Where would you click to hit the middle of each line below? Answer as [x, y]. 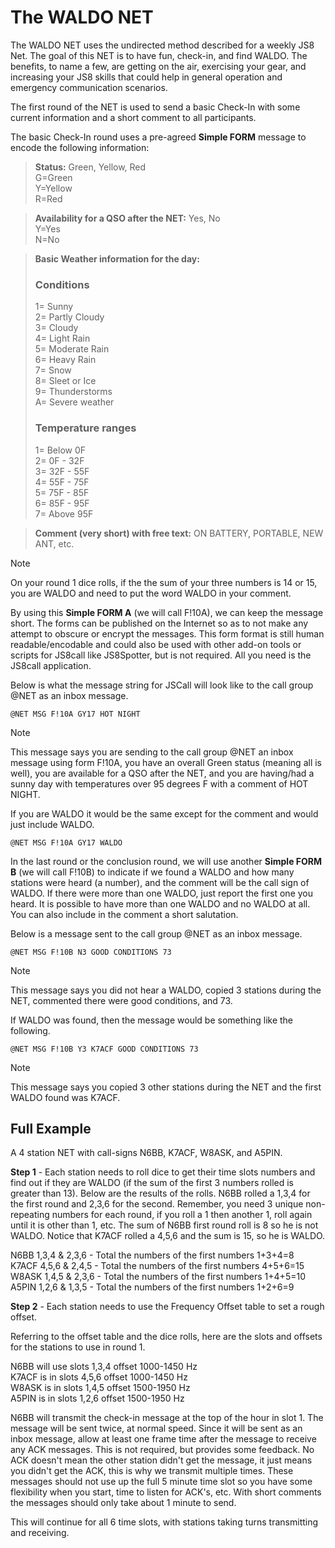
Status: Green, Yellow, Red [90, 167]
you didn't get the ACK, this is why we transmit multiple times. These [152, 1471]
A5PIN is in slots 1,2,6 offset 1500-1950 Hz [97, 1398]
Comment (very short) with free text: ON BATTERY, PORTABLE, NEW [179, 533]
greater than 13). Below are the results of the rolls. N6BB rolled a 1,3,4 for [160, 1193]
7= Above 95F [64, 513]
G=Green [53, 177]
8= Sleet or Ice [65, 381]
